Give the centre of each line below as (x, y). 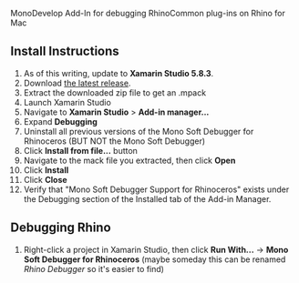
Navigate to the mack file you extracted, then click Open (129, 160)
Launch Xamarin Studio (67, 102)
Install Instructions (65, 51)
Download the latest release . (77, 83)
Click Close (45, 179)
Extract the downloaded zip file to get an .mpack (115, 92)
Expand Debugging (61, 121)
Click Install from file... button (80, 150)
